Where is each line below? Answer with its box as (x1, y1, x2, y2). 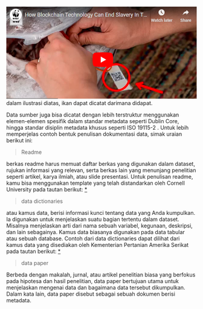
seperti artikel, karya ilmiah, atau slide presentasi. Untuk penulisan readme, (6, 173, 193, 180)
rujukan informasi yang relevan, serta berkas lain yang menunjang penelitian (6, 167, 196, 174)
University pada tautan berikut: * (6, 185, 88, 193)
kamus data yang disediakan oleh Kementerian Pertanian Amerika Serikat (6, 241, 189, 248)
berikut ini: (6, 136, 33, 144)
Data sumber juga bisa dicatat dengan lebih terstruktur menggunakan (6, 111, 179, 118)
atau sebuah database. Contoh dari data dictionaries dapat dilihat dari (6, 235, 180, 242)
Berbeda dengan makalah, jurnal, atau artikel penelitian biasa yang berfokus (6, 271, 196, 278)
